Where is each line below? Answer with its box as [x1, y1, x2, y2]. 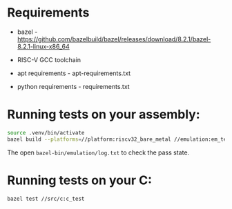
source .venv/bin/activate [7, 129, 85, 136]
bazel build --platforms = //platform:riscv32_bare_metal [7, 136, 171, 143]
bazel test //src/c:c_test [7, 195, 85, 202]
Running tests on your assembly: [7, 107, 200, 122]
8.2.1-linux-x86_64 [17, 42, 70, 50]
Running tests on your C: [7, 172, 153, 188]
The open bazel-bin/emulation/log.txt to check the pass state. [7, 148, 190, 157]
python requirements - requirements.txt [17, 82, 130, 90]
